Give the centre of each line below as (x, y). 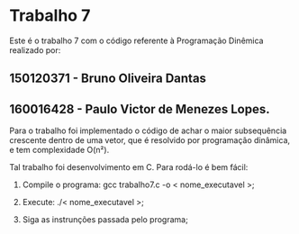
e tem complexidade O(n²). (59, 150)
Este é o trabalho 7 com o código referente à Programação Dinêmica (136, 40)
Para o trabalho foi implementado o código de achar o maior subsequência (148, 130)
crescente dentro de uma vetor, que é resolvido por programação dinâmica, (150, 140)
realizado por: (35, 49)
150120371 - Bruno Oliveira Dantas (108, 79)
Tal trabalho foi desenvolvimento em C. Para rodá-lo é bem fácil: (129, 167)
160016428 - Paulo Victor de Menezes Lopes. (140, 109)
